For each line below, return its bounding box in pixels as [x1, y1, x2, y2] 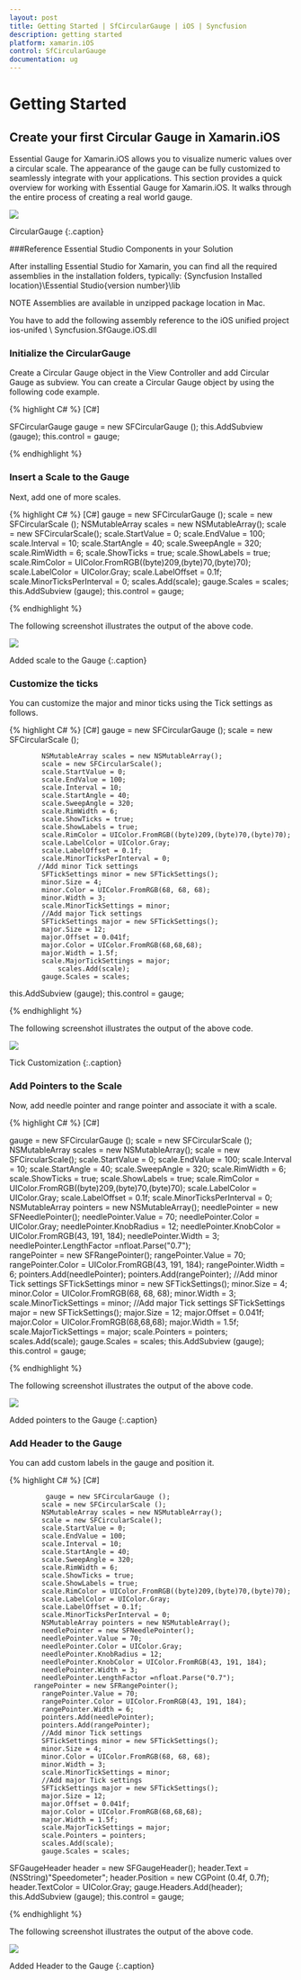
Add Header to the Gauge [9, 1437, 123, 1450]
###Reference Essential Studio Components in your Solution [9, 244, 234, 254]
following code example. [9, 386, 101, 397]
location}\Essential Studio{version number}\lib [9, 280, 181, 291]
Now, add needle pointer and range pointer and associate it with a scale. [9, 1100, 278, 1111]
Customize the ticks [9, 677, 99, 690]
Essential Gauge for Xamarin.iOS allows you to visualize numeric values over [9, 154, 292, 164]
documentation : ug [9, 55, 78, 64]
